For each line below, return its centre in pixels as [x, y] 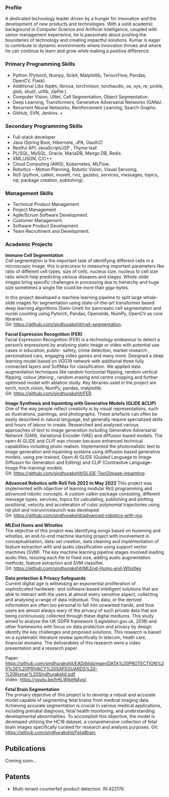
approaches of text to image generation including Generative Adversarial [81, 430]
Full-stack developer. [34, 137]
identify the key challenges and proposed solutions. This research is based [83, 632]
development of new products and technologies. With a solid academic [79, 24]
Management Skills [29, 193]
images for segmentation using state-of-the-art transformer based [85, 303]
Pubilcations [25, 749]
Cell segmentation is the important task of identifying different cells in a [79, 261]
